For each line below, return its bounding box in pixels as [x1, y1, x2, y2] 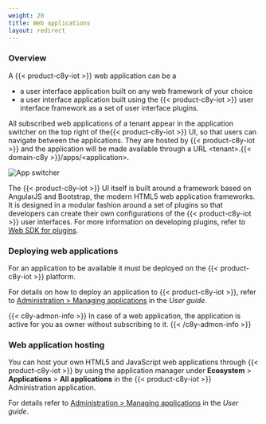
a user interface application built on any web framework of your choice [19, 86, 253, 95]
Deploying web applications [8, 245, 119, 256]
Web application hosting [8, 339, 105, 350]
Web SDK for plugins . [8, 225, 79, 235]
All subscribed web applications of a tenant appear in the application [8, 119, 233, 128]
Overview [8, 53, 47, 64]
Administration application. [8, 383, 96, 392]
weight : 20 [8, 11, 45, 20]
